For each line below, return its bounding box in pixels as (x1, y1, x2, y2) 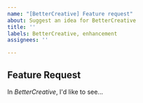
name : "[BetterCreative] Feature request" (7, 10, 133, 18)
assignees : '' (7, 37, 49, 44)
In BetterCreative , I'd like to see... (7, 87, 104, 96)
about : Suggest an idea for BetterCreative (7, 17, 137, 24)
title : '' (7, 23, 36, 30)
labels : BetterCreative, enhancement (7, 30, 118, 37)
